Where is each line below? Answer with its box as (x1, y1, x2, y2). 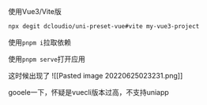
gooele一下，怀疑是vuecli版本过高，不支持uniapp (8, 87, 170, 96)
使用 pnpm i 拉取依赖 (8, 38, 71, 47)
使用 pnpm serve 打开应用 (8, 54, 85, 63)
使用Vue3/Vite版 (8, 7, 62, 16)
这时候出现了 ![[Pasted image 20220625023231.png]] (8, 71, 183, 80)
